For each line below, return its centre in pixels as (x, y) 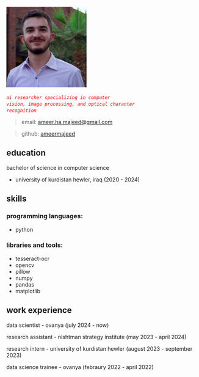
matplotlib (28, 291)
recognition (21, 111)
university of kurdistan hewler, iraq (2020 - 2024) (78, 179)
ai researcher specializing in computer (59, 98)
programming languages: (45, 216)
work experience (39, 310)
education (26, 153)
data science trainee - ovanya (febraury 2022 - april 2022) (80, 367)
